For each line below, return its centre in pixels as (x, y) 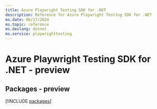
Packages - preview (38, 89)
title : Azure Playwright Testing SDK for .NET (56, 10)
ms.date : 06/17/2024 (27, 19)
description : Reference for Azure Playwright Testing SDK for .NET (79, 15)
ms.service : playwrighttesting (39, 34)
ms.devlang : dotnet (26, 29)
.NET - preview (38, 70)
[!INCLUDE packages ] (28, 101)
